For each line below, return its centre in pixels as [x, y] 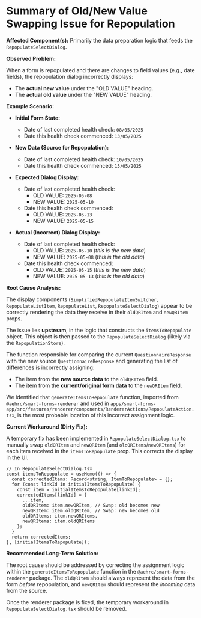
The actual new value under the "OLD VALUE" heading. [84, 88]
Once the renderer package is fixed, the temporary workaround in [88, 602]
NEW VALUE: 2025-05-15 [63, 221]
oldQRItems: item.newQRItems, [60, 516]
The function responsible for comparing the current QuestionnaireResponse [99, 354]
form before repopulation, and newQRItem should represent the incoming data [101, 584]
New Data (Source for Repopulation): [62, 147]
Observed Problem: [31, 58]
